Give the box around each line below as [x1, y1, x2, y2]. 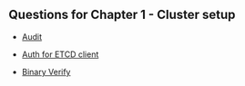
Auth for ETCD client [21, 49, 99, 60]
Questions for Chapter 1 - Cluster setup [8, 7, 236, 23]
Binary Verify [21, 66, 71, 77]
